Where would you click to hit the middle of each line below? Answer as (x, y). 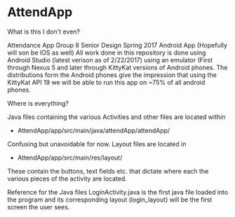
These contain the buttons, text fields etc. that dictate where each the (108, 171)
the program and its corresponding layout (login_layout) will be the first (110, 199)
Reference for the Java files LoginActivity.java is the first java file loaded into (118, 192)
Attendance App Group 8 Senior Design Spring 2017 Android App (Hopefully (117, 45)
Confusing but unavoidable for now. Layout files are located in (97, 143)
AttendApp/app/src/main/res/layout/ (70, 157)
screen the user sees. (39, 206)
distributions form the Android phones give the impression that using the (112, 75)
